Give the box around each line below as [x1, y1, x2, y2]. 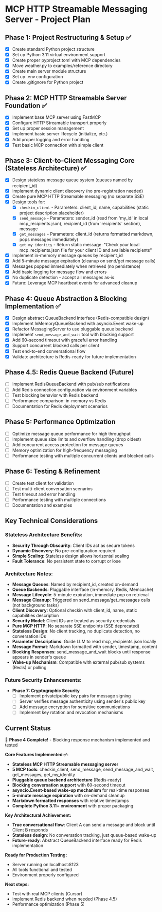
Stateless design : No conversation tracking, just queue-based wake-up [12, 832, 157, 838]
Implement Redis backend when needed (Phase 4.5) [12, 896, 117, 902]
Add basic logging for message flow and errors [12, 269, 107, 275]
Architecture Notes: [5, 570, 53, 577]
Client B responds [12, 827, 48, 833]
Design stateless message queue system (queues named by [12, 177, 133, 183]
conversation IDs [12, 633, 46, 639]
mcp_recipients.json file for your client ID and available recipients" [19, 247, 152, 253]
